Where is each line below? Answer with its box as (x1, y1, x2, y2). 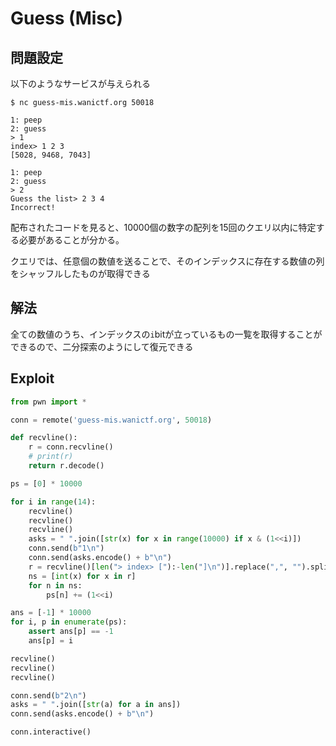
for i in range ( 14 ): (10, 497, 97, 507)
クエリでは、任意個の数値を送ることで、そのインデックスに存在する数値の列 (10, 255, 325, 267)
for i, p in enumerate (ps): (10, 617, 128, 627)
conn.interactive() (10, 727, 92, 737)
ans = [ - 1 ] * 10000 (10, 608, 92, 618)
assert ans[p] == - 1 (28, 627, 114, 637)
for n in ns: (28, 580, 83, 591)
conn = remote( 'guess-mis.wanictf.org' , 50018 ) (10, 415, 213, 425)
